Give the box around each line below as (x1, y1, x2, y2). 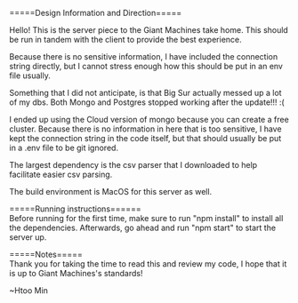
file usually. (9, 70, 52, 81)
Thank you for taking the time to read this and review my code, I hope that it (9, 259, 287, 269)
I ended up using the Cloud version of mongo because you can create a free (9, 115, 289, 124)
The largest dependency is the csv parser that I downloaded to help (9, 160, 258, 170)
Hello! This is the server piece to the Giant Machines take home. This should (9, 25, 289, 35)
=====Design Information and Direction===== (9, 8, 182, 18)
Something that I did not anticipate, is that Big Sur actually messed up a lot (9, 88, 282, 98)
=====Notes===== (9, 249, 83, 259)
